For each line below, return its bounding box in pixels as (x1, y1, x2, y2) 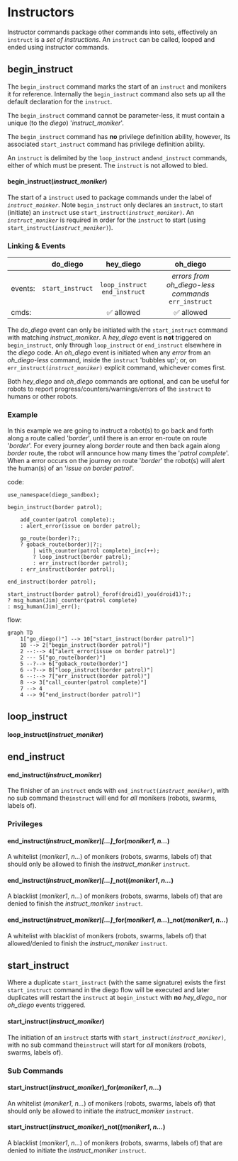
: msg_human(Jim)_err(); (7, 603, 81, 610)
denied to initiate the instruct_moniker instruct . (7, 1146, 147, 1155)
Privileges (7, 819, 43, 829)
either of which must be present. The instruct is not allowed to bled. (7, 161, 208, 170)
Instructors (7, 4, 74, 21)
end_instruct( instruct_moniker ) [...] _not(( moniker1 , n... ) (7, 876, 174, 884)
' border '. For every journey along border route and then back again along (7, 441, 221, 450)
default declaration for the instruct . (7, 97, 113, 106)
